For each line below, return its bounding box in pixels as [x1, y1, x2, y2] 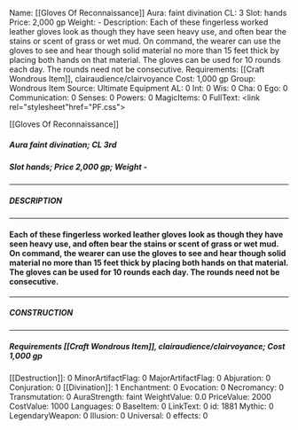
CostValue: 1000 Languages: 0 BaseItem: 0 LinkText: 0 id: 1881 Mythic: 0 [9, 401, 274, 411]
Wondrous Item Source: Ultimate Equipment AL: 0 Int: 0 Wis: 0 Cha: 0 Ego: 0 [9, 83, 288, 93]
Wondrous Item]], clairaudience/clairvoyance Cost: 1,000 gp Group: [9, 74, 256, 83]
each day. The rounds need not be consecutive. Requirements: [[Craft [9, 64, 265, 74]
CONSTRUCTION [9, 308, 74, 318]
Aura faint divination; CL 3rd [9, 139, 117, 150]
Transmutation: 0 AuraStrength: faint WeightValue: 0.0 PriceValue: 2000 [9, 392, 272, 403]
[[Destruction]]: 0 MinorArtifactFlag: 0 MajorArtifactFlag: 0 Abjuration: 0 [9, 372, 271, 384]
